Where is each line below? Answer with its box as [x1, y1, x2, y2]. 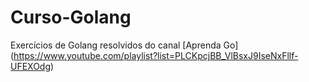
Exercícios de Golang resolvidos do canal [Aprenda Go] [10, 39, 239, 51]
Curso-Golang [10, 6, 132, 29]
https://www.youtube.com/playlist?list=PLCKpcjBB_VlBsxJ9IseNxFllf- [13, 49, 299, 61]
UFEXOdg [10, 60, 52, 72]
